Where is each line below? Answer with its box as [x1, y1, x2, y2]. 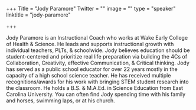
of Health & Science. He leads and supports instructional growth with [6, 41, 174, 47]
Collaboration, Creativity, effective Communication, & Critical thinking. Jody [6, 59, 190, 66]
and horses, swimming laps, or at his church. [6, 97, 115, 104]
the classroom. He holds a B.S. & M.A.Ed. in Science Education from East [6, 85, 184, 91]
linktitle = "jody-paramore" [6, 11, 71, 18]
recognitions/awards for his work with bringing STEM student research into [6, 78, 189, 85]
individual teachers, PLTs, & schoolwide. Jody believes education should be [6, 47, 190, 54]
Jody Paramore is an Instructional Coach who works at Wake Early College [6, 34, 188, 41]
